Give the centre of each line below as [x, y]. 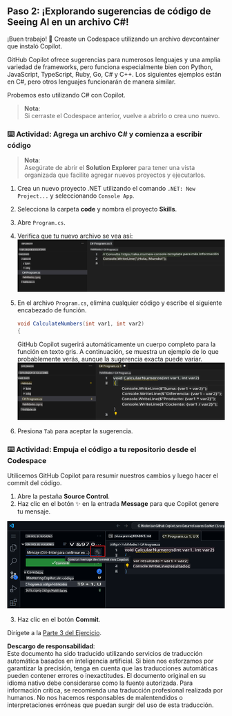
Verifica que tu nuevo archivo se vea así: [75, 236]
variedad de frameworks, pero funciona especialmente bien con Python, [110, 67]
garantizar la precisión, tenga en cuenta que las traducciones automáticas [113, 668]
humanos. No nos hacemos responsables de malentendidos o [95, 698]
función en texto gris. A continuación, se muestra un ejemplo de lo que [118, 351]
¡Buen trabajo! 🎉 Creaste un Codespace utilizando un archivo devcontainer [113, 39]
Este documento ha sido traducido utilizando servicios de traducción [105, 654]
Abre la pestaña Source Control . [64, 496]
